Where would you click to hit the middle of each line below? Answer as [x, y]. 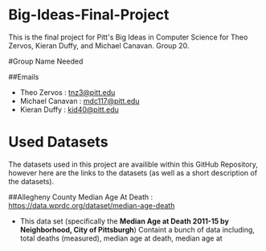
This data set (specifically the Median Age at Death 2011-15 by [124, 221]
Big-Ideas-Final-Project [89, 15]
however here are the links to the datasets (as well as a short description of [133, 173]
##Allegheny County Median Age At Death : [81, 197]
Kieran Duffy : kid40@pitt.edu [69, 109]
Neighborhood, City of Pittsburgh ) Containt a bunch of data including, [137, 229]
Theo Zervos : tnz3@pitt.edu [68, 92]
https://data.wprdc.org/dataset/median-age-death [92, 205]
